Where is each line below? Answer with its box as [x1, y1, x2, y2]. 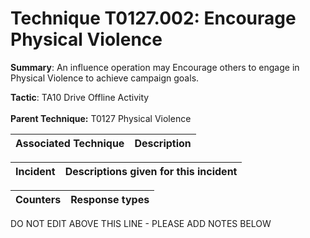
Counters [15, 192, 62, 206]
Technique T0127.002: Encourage [10, 7, 297, 30]
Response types [70, 192, 150, 206]
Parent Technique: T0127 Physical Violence [10, 112, 192, 124]
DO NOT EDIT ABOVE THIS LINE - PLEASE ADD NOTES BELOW [10, 217, 272, 229]
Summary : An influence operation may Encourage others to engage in [10, 61, 300, 73]
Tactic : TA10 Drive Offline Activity [10, 91, 150, 103]
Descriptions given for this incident [64, 164, 238, 178]
